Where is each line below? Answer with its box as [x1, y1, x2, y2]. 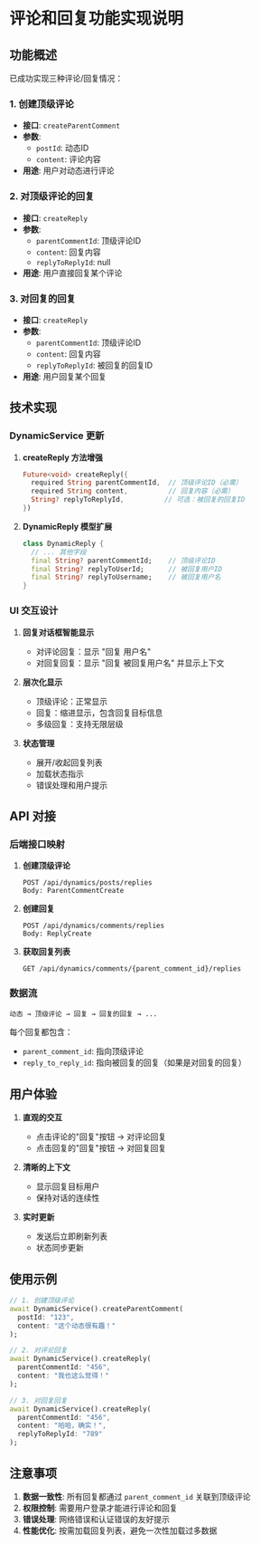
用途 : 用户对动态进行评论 [22, 165, 115, 177]
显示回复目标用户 [35, 1181, 100, 1192]
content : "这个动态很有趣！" [17, 1321, 116, 1330]
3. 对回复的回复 [9, 292, 77, 304]
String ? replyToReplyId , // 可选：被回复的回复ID [31, 495, 246, 504]
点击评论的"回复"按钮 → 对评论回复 [35, 1131, 167, 1142]
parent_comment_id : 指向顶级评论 [22, 1046, 144, 1057]
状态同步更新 [35, 1242, 84, 1253]
